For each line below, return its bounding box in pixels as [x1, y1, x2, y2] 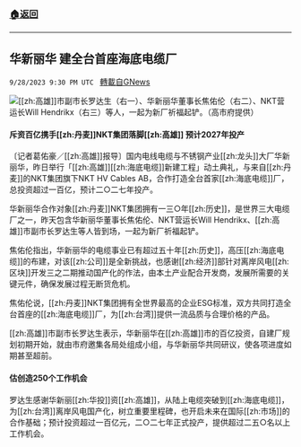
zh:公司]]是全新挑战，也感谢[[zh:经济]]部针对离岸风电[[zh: [75, 256, 289, 267]
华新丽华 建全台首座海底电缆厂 [9, 51, 177, 66]
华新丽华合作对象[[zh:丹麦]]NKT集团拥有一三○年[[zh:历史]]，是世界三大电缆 [9, 204, 290, 215]
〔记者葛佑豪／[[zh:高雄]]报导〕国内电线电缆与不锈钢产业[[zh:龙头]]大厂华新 [9, 151, 290, 162]
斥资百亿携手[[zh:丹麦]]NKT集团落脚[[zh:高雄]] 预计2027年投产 [9, 128, 245, 140]
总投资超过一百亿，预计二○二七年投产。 [9, 184, 159, 195]
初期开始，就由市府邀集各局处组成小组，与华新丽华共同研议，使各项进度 [16, 339, 284, 350]
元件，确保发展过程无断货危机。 [16, 278, 135, 289]
